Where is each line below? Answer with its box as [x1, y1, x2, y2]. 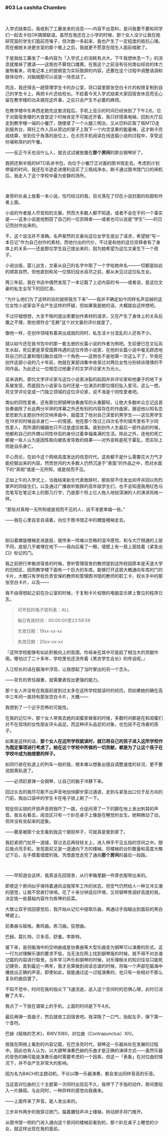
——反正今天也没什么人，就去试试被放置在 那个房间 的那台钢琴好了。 [5, 150, 145, 156]
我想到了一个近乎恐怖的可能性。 [5, 705, 71, 711]
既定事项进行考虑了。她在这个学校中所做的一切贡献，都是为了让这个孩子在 [9, 745, 163, 751]
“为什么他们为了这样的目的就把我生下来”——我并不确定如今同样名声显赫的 [5, 296, 158, 302]
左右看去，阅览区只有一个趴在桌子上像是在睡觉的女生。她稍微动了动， [18, 812, 163, 818]
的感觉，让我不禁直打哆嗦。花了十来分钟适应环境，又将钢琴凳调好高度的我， [5, 889, 163, 895]
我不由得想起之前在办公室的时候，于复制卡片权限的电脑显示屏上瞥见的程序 [5, 590, 158, 596]
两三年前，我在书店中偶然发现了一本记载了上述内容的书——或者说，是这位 [5, 279, 158, 285]
